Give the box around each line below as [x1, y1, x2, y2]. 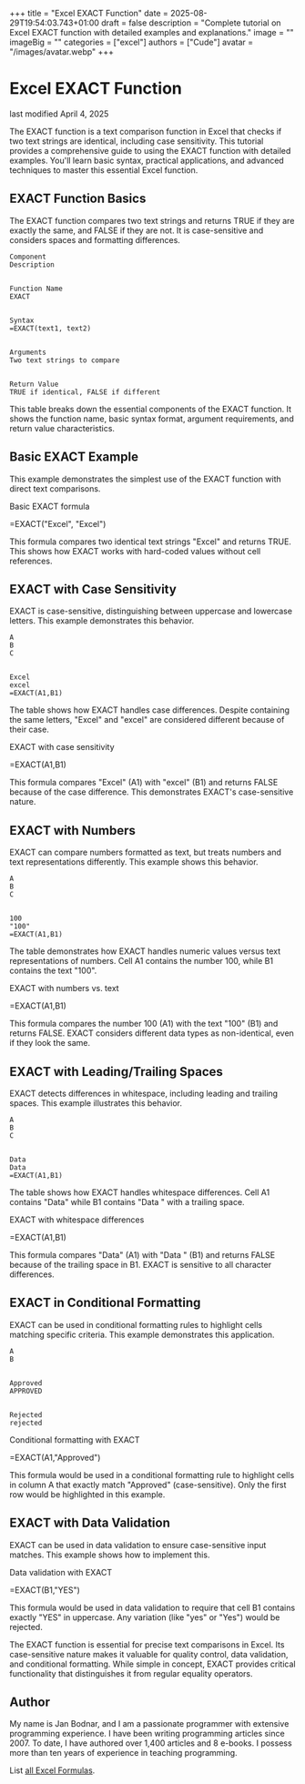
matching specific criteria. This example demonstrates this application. [9, 1329, 275, 1340]
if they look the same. [9, 1038, 91, 1049]
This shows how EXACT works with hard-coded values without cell [9, 545, 261, 556]
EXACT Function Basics [9, 191, 147, 207]
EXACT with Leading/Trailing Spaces [9, 1064, 223, 1080]
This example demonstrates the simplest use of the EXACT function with [9, 473, 282, 484]
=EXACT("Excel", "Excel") [9, 518, 107, 529]
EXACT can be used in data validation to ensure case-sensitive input [9, 1539, 267, 1550]
